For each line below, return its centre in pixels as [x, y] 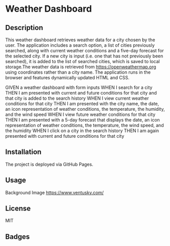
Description [24, 28]
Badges [18, 237]
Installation [23, 152]
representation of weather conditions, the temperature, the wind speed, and [84, 125]
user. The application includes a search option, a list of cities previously [80, 45]
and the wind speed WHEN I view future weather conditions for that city [80, 114]
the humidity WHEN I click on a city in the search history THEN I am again [82, 131]
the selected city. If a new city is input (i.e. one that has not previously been [84, 56]
